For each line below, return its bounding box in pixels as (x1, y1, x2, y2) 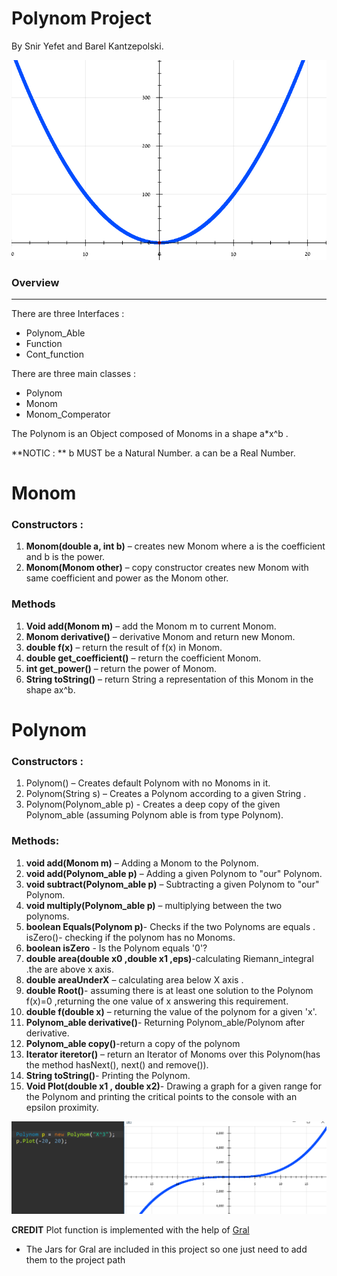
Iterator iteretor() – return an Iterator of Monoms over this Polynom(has (25, 1048, 321, 1060)
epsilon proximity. (25, 1101, 99, 1113)
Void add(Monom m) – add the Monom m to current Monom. (25, 620, 277, 632)
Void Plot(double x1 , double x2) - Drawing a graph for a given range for (25, 1080, 322, 1092)
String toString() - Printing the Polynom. (25, 1069, 191, 1081)
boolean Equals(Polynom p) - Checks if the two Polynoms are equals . (25, 920, 316, 932)
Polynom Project (11, 7, 152, 30)
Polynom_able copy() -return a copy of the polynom (25, 1037, 241, 1049)
